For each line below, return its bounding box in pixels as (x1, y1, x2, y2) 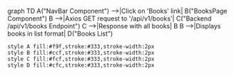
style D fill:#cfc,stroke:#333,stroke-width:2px (7, 62, 155, 69)
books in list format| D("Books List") (7, 29, 113, 38)
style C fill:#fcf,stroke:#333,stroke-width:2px (7, 55, 155, 63)
